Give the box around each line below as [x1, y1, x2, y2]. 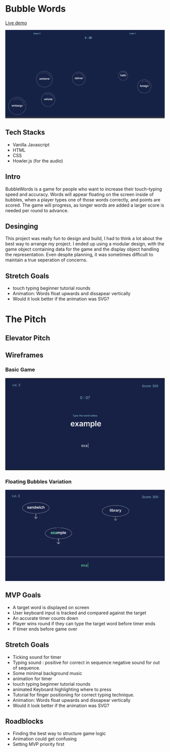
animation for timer [12, 676, 53, 682]
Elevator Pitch [5, 334, 51, 342]
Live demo [5, 20, 27, 26]
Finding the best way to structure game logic [12, 730, 106, 737]
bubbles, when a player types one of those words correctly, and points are [5, 196, 161, 203]
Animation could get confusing [12, 736, 77, 742]
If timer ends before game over [12, 626, 77, 632]
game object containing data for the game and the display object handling [5, 246, 159, 252]
